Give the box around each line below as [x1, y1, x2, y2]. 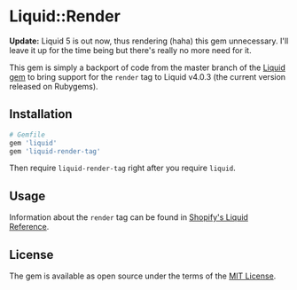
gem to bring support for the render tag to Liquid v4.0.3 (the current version [9, 71, 286, 82]
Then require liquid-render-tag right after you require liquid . [9, 162, 237, 174]
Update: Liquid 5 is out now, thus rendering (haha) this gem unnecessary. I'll [9, 35, 289, 46]
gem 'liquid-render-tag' [9, 146, 101, 156]
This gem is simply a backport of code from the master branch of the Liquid [9, 62, 286, 73]
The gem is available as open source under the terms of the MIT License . [9, 270, 277, 281]
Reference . [9, 222, 50, 232]
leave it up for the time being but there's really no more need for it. [9, 44, 252, 55]
